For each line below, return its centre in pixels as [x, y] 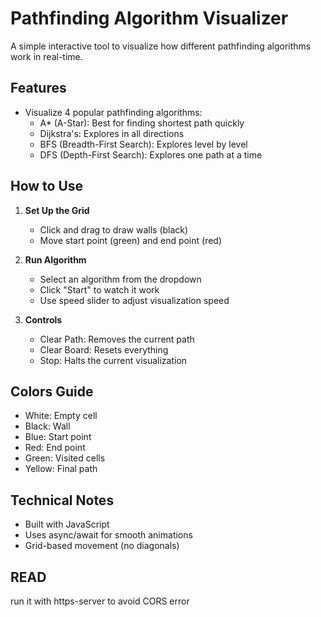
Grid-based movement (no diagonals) [102, 546]
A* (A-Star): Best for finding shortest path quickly [142, 123]
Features [38, 88]
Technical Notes [62, 500]
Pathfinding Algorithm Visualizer [149, 18]
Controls [43, 319]
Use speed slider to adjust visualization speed [134, 300]
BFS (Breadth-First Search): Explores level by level [143, 144]
